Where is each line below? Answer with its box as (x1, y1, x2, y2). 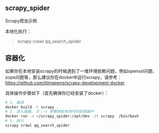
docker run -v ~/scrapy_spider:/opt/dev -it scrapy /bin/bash (5, 114, 139, 119)
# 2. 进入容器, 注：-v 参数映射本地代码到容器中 (5, 109, 94, 114)
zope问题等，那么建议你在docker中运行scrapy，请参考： (5, 74, 122, 80)
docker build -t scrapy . (5, 104, 59, 110)
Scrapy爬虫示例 (5, 17, 37, 24)
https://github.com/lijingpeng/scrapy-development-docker (5, 79, 125, 86)
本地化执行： (5, 28, 31, 34)
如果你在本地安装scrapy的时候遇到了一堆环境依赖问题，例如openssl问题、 (5, 68, 158, 74)
